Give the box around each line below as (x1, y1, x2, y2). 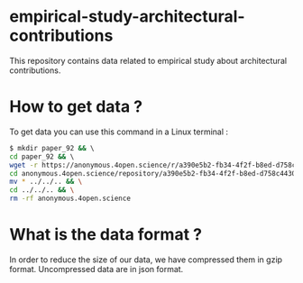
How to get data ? (9, 96, 143, 117)
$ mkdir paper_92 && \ (9, 143, 95, 152)
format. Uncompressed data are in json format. (9, 263, 184, 274)
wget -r (9, 160, 39, 169)
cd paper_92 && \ (9, 151, 75, 161)
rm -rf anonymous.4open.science (9, 194, 131, 204)
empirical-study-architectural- (9, 6, 245, 27)
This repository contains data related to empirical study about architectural (9, 55, 287, 66)
